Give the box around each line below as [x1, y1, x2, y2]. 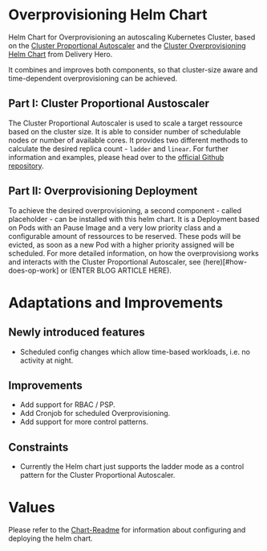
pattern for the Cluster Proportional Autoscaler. [19, 471, 176, 480]
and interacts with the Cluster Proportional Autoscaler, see [8, 257, 201, 266]
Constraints [8, 440, 69, 454]
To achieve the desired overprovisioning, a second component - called [8, 205, 242, 215]
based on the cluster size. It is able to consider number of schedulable [8, 126, 241, 136]
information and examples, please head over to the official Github [8, 152, 225, 162]
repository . [8, 161, 44, 171]
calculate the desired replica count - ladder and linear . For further [8, 143, 229, 154]
